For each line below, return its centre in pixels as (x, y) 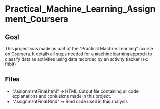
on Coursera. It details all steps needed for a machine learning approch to (79, 54)
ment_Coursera (37, 19)
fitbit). (11, 64)
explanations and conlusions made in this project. (62, 96)
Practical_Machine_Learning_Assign (80, 9)
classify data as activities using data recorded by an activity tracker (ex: (77, 59)
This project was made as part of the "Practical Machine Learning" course (79, 49)
